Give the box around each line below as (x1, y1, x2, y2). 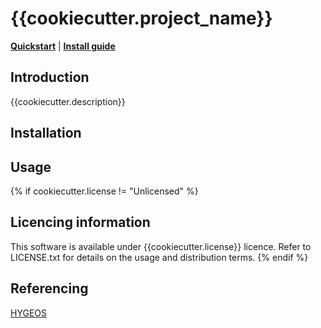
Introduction (10, 69, 90, 86)
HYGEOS (10, 307, 47, 319)
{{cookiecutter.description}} (10, 95, 126, 107)
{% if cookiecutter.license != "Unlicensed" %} (10, 185, 199, 197)
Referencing (10, 280, 89, 297)
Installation (10, 125, 82, 142)
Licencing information (10, 214, 151, 231)
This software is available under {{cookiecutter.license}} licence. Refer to (10, 240, 312, 252)
